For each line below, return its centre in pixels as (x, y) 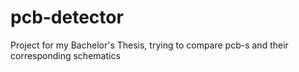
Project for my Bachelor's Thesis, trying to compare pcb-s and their (149, 45)
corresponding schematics (65, 55)
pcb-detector (67, 17)
